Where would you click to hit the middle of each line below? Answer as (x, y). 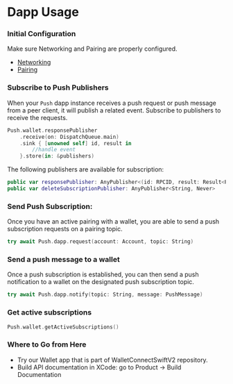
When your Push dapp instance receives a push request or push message (112, 103)
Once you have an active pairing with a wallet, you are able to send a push (113, 222)
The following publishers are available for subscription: (86, 169)
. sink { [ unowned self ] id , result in (76, 143)
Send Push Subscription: (50, 206)
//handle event (54, 150)
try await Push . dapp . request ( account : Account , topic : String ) (101, 242)
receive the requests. (37, 117)
